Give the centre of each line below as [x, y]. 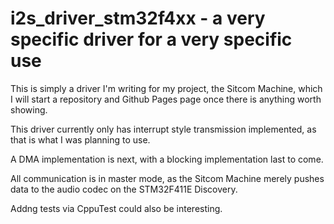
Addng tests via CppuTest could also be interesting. [116, 208]
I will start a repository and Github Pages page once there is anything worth [166, 99]
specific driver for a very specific [151, 39]
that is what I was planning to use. [80, 139]
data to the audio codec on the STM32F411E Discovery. [124, 189]
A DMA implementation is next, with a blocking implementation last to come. [167, 159]
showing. [29, 109]
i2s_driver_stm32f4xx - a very [138, 18]
